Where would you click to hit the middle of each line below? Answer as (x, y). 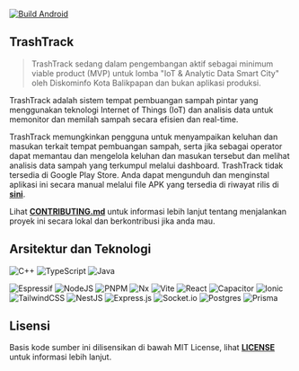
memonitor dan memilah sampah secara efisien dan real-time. (124, 119)
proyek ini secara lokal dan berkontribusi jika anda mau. (112, 221)
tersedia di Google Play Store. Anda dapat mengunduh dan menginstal (139, 174)
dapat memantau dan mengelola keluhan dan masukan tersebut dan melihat (149, 155)
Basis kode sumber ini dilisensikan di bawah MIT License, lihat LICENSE (142, 348)
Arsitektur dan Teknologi (80, 249)
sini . (18, 194)
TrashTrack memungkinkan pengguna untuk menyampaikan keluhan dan (144, 137)
